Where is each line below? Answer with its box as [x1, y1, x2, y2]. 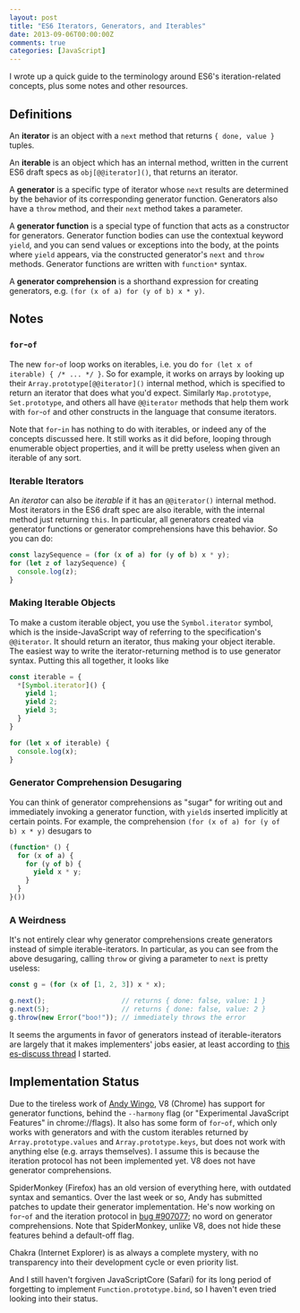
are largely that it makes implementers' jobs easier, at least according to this [9, 1039, 290, 1050]
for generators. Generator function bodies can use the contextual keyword [9, 229, 284, 240]
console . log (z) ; [17, 566, 78, 576]
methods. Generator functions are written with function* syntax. [9, 258, 247, 269]
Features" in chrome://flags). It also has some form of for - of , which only [9, 1117, 278, 1127]
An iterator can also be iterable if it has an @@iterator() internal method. [9, 495, 277, 505]
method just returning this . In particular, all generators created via [9, 514, 254, 524]
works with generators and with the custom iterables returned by [9, 1127, 249, 1137]
